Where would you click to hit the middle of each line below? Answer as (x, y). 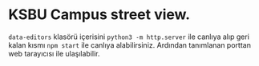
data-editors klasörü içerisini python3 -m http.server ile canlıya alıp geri (129, 37)
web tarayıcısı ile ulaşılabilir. (54, 53)
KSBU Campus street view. (99, 15)
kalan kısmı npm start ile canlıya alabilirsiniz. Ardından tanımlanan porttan (129, 45)
